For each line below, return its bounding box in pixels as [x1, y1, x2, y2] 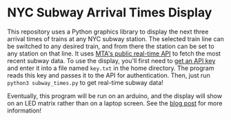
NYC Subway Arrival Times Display [7, 5, 212, 21]
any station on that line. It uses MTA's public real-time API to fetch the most [7, 49, 221, 58]
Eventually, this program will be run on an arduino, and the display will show [7, 91, 223, 100]
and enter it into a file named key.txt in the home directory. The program [7, 64, 214, 72]
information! [7, 106, 42, 115]
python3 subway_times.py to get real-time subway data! [7, 78, 163, 86]
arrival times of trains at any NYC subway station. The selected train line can [7, 34, 224, 43]
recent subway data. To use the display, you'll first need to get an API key [7, 56, 216, 64]
